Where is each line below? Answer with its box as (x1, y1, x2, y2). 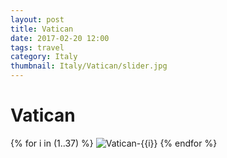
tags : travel (10, 42, 65, 53)
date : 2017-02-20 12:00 (10, 33, 110, 43)
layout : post (10, 14, 65, 25)
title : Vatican (10, 24, 74, 34)
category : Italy (10, 52, 78, 62)
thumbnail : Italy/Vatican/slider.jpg (10, 61, 168, 71)
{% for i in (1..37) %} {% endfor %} (10, 137, 218, 149)
